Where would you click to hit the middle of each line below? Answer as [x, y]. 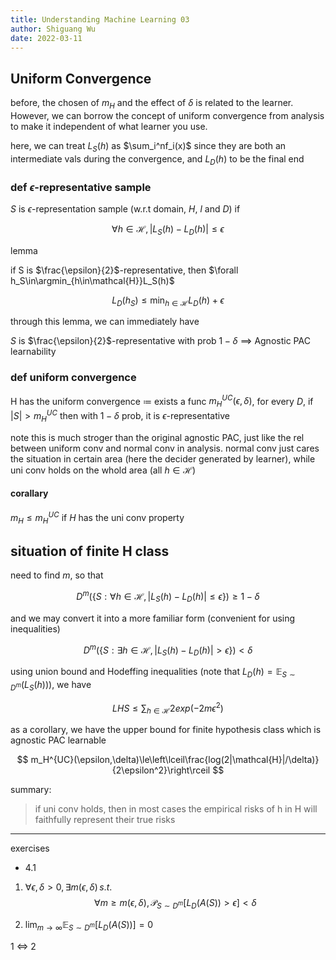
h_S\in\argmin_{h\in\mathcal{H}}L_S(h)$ [92, 280]
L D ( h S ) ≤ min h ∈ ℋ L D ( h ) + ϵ [168, 301]
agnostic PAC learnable [58, 740]
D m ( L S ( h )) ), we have [51, 685]
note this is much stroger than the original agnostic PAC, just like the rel [157, 437]
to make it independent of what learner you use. [109, 126]
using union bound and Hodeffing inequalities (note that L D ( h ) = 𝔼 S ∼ [153, 673]
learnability [33, 352]
